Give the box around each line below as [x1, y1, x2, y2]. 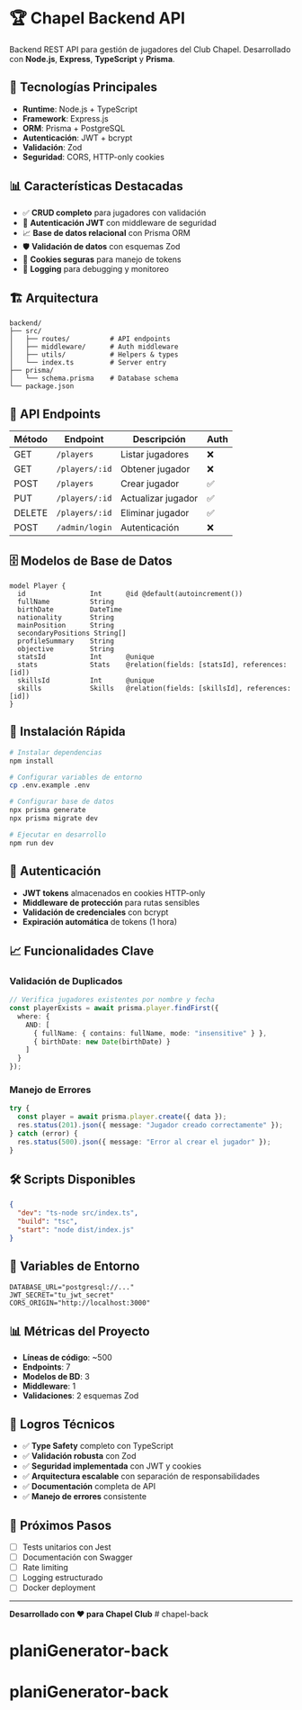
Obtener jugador [120, 463, 191, 475]
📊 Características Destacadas [9, 178, 183, 195]
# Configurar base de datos [9, 797, 115, 807]
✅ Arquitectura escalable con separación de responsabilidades [22, 1470, 261, 1482]
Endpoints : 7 [22, 1362, 71, 1372]
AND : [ [25, 1020, 50, 1029]
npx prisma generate [9, 806, 87, 815]
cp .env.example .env [9, 781, 91, 790]
